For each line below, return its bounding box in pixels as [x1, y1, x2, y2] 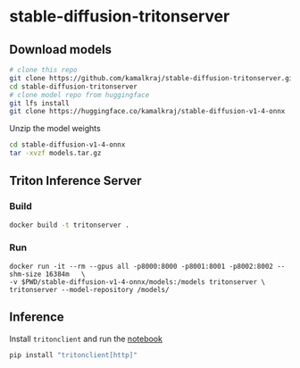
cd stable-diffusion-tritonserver [9, 82, 138, 91]
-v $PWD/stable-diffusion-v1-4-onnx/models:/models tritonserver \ [9, 277, 266, 287]
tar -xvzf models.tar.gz [9, 149, 102, 158]
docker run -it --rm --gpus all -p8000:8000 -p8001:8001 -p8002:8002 [9, 262, 274, 271]
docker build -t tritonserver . [9, 221, 129, 230]
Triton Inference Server [9, 173, 142, 188]
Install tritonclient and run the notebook [9, 333, 163, 344]
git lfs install [9, 98, 70, 108]
